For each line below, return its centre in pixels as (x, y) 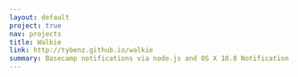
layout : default (39, 17)
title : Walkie (36, 42)
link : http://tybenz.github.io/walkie (81, 50)
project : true (36, 26)
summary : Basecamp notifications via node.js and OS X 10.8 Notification (149, 58)
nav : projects (36, 34)
